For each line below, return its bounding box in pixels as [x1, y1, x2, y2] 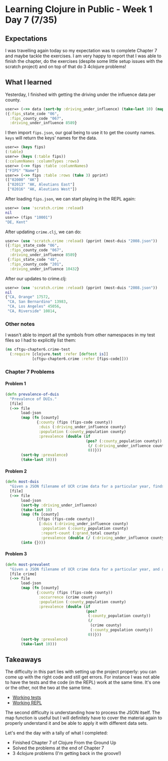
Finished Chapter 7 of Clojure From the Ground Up [12, 740, 116, 746]
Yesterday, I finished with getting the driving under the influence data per [5, 91, 156, 98]
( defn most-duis [5, 479, 39, 485]
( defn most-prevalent [5, 562, 50, 567]
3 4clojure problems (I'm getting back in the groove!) [12, 750, 121, 756]
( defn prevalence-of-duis [5, 392, 59, 397]
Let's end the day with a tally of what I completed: [5, 730, 108, 736]
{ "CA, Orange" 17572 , [5, 295, 50, 300]
